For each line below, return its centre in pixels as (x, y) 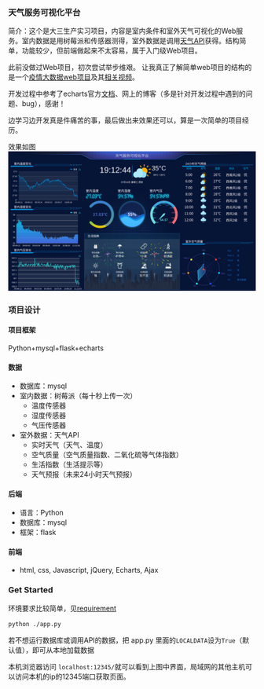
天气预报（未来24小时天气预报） (84, 475)
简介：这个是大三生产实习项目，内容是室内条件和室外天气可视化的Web (122, 31)
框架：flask (38, 533)
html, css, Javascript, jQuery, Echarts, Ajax (89, 570)
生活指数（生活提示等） (69, 464)
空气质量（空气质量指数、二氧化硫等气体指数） (107, 455)
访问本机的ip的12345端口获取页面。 (73, 676)
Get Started (31, 590)
